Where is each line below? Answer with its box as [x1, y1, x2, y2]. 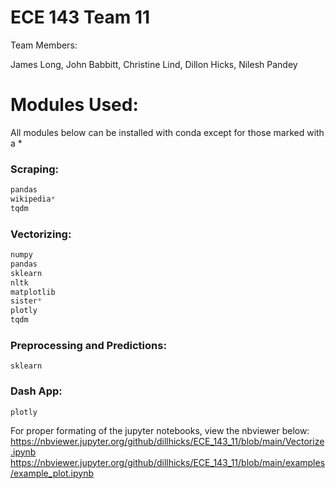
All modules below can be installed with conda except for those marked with [10, 126, 325, 138]
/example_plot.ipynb [10, 467, 95, 479]
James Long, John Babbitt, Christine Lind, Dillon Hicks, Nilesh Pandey [10, 58, 298, 70]
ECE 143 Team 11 [10, 6, 151, 29]
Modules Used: [10, 94, 139, 116]
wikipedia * [10, 194, 56, 205]
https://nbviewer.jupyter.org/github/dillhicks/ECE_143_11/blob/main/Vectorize [10, 435, 325, 447]
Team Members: [10, 39, 78, 51]
